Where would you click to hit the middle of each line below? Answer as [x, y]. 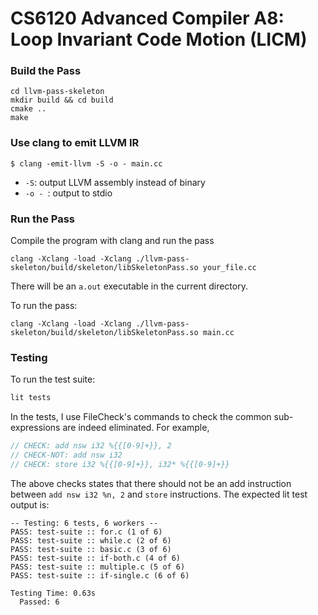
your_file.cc [229, 268]
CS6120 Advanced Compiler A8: [147, 18]
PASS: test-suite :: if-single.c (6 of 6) [100, 575]
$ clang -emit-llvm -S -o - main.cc [86, 163]
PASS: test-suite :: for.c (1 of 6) [86, 532]
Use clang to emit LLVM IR [75, 143]
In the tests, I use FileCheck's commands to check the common [141, 417]
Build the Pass [46, 71]
